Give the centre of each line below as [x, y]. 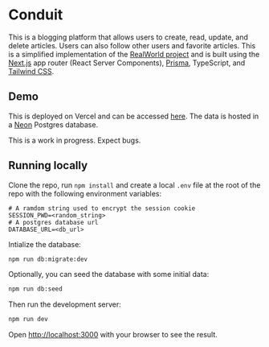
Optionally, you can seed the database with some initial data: [109, 275]
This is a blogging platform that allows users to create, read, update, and [128, 37]
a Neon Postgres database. [53, 124]
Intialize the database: [45, 244]
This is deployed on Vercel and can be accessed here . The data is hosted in [134, 116]
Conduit [36, 15]
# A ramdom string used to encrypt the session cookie [102, 208]
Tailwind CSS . [31, 71]
